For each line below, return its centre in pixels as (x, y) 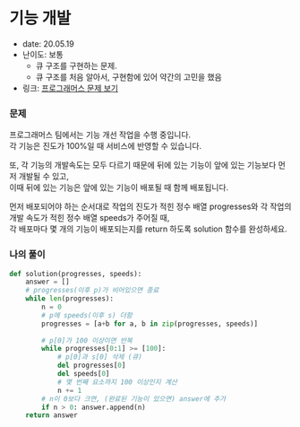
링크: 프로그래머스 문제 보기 (70, 88)
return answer (51, 415)
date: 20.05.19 (48, 44)
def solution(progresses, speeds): (76, 274)
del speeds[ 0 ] (83, 374)
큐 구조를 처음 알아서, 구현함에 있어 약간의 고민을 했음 (129, 76)
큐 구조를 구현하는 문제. (77, 65)
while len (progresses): (70, 299)
